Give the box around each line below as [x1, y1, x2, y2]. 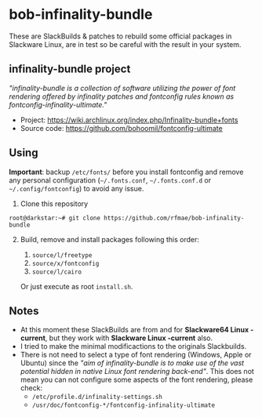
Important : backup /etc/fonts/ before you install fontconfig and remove [9, 167, 244, 176]
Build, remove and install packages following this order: [20, 234, 199, 244]
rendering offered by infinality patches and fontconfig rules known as [9, 92, 235, 101]
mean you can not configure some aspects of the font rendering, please [20, 375, 253, 385]
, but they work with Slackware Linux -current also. [45, 333, 213, 343]
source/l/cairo [31, 268, 82, 276]
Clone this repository [20, 198, 89, 208]
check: [20, 383, 42, 393]
